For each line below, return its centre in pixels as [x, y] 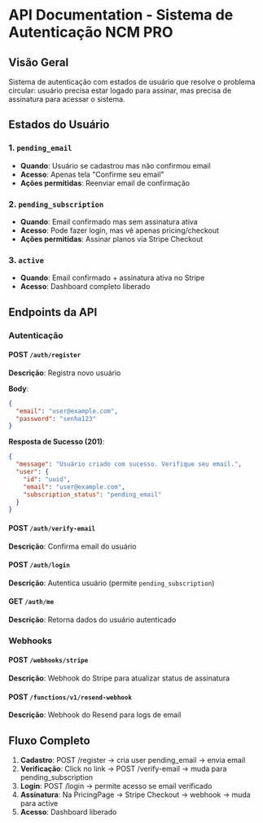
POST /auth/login [39, 565]
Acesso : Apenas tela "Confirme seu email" [92, 174]
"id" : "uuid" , [47, 479]
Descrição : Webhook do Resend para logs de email [95, 715]
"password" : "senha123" [56, 418]
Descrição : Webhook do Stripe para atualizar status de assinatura [119, 678]
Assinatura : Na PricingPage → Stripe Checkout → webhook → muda [135, 795]
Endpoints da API [53, 312]
